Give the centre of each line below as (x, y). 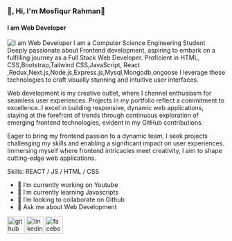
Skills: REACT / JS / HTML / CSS (53, 172)
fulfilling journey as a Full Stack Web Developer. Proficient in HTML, (104, 57)
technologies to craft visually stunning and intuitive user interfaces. (103, 80)
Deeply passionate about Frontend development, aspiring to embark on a (111, 51)
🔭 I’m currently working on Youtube (68, 185)
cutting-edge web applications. (52, 158)
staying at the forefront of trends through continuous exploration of (103, 115)
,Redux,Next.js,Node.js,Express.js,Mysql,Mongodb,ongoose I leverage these (116, 73)
